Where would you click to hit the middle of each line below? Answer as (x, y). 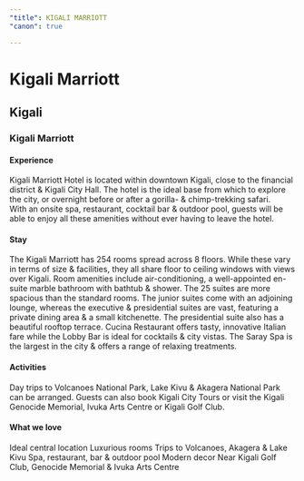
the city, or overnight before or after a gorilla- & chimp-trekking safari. (140, 200)
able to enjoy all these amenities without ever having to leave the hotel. (142, 219)
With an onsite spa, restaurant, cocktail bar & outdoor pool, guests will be (147, 209)
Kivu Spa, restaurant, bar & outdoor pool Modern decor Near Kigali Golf (143, 457)
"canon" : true (36, 26)
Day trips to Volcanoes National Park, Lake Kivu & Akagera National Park (145, 388)
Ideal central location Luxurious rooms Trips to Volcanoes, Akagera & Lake (148, 447)
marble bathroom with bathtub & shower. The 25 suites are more (150, 289)
